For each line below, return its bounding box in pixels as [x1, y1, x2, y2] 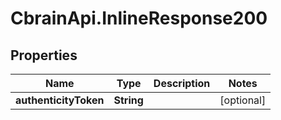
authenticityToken [15, 93, 105, 107]
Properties [10, 47, 78, 64]
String [113, 93, 144, 107]
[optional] [219, 93, 267, 107]
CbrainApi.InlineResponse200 [10, 7, 268, 30]
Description [153, 77, 211, 90]
